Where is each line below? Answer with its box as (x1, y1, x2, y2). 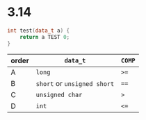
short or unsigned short (35, 78, 115, 88)
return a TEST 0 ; (19, 33, 70, 40)
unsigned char (35, 91, 83, 98)
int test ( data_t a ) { (7, 27, 70, 34)
